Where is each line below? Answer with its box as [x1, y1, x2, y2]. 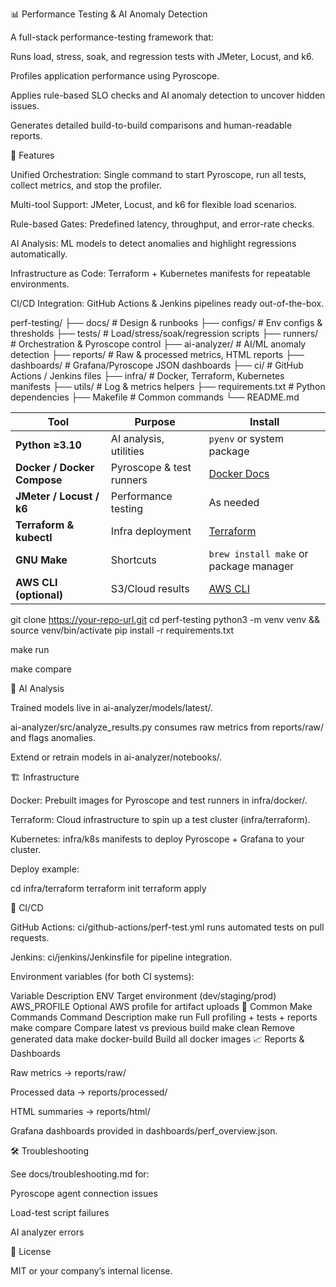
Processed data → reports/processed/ [10, 1086, 168, 1098]
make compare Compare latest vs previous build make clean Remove [10, 1022, 295, 1033]
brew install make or [208, 547, 309, 560]
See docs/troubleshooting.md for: [10, 1168, 150, 1180]
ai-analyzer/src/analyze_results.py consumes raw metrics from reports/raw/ [10, 721, 325, 733]
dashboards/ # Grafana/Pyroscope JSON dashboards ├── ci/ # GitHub [10, 359, 304, 371]
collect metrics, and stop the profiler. [10, 179, 162, 191]
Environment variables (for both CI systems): [10, 971, 195, 982]
